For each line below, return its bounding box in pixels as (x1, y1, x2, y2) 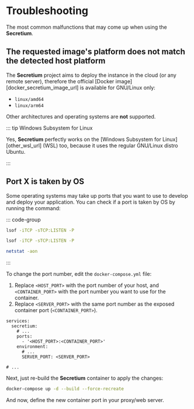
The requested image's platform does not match (6, 47, 186, 57)
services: (6, 318, 30, 324)
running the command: (6, 204, 61, 212)
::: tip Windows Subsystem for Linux (6, 124, 93, 131)
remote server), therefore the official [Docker (6, 77, 115, 84)
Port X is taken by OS (6, 177, 85, 187)
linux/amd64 (14, 96, 44, 102)
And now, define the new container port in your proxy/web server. (6, 397, 165, 404)
